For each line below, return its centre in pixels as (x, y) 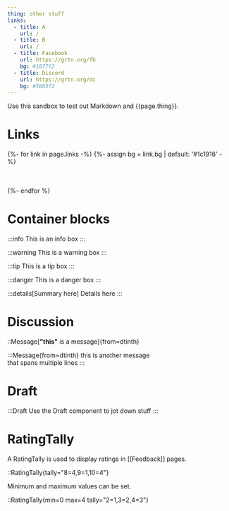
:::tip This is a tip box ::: (41, 266)
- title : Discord (39, 73)
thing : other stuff (36, 14)
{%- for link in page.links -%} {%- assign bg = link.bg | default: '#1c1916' (113, 154)
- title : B (30, 40)
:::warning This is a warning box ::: (57, 253)
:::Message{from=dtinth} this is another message (79, 355)
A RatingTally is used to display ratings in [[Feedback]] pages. (97, 459)
